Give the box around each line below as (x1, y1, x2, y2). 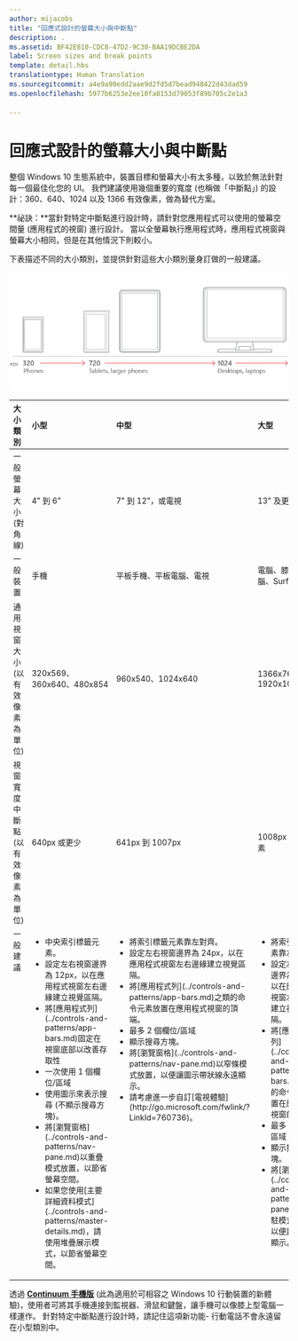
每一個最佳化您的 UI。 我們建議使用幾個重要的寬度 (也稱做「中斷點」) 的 (9, 183, 269, 193)
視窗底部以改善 (44, 1044, 100, 1055)
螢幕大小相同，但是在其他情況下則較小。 (9, 235, 157, 246)
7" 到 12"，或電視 (115, 495, 182, 506)
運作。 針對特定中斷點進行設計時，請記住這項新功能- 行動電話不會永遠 (16, 1310, 274, 1321)
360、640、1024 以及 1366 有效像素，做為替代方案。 (24, 193, 221, 204)
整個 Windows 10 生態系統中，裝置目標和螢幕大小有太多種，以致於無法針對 (9, 171, 284, 182)
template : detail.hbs (9, 61, 90, 70)
